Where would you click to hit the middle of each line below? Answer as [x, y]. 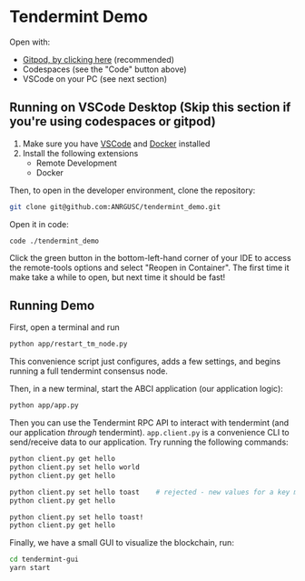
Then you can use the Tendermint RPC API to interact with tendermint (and [149, 423]
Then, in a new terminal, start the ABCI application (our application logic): [146, 389]
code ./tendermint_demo [54, 241]
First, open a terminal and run [64, 327]
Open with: [30, 42]
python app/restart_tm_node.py [69, 344]
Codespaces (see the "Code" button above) [105, 69]
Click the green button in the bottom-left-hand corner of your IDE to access [151, 257]
